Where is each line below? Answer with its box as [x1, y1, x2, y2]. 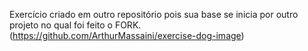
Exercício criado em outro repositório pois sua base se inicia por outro [9, 9, 299, 20]
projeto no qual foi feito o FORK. [9, 19, 142, 31]
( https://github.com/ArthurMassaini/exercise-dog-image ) [9, 30, 245, 41]
